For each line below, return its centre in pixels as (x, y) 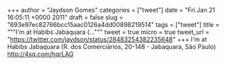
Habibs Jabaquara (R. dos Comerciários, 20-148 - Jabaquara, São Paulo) (112, 47)
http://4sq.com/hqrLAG (41, 54)
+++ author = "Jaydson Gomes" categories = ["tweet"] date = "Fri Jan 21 (111, 10)
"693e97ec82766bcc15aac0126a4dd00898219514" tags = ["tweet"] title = (113, 25)
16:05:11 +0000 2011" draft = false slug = (65, 17)
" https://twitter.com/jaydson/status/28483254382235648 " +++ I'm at (107, 39)
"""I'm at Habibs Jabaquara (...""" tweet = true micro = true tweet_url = (108, 32)
